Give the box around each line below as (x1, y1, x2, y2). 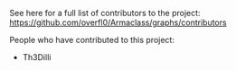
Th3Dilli (22, 52, 52, 62)
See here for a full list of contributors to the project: (9, 8, 201, 18)
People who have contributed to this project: (9, 35, 175, 45)
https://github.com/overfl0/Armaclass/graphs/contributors (9, 17, 228, 28)
